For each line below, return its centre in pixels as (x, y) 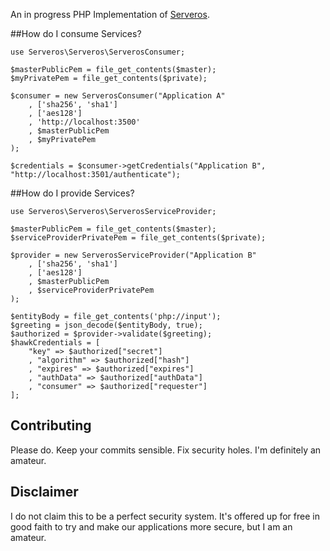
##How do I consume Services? (76, 33)
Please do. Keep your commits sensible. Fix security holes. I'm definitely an (166, 450)
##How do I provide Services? (72, 193)
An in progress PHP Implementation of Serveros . (110, 14)
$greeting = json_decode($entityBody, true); (106, 325)
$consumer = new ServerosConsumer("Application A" (118, 96)
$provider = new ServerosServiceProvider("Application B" (133, 255)
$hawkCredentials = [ (55, 343)
